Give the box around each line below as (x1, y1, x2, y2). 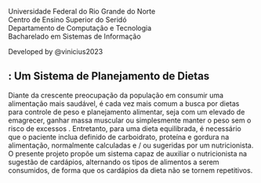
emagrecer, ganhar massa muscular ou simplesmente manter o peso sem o (8, 115, 252, 125)
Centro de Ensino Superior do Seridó (8, 15, 127, 24)
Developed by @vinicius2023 (8, 47, 103, 56)
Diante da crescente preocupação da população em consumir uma (8, 90, 224, 100)
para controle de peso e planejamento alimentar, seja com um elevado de (8, 107, 245, 116)
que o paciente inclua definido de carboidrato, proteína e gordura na (8, 132, 230, 141)
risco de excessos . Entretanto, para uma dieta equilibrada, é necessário (8, 123, 241, 133)
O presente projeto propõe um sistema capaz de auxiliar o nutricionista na (8, 148, 248, 158)
